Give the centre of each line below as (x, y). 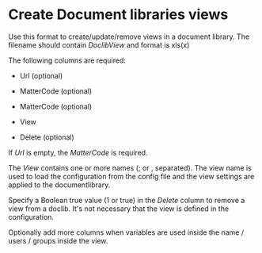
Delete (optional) (47, 137)
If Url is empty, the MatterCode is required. (78, 152)
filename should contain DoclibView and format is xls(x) (99, 44)
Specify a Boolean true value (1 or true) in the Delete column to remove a (127, 200)
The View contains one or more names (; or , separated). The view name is (130, 167)
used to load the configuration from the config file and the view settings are (131, 176)
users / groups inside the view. (58, 240)
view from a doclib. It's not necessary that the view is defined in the (119, 209)
